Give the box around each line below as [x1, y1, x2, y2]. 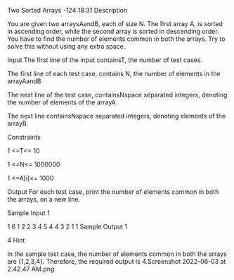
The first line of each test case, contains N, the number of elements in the [7, 70, 221, 78]
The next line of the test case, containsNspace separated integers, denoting [7, 91, 228, 99]
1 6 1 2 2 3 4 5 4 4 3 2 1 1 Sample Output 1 [7, 222, 128, 231]
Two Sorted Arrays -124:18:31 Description [7, 6, 128, 14]
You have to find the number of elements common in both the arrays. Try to [7, 35, 226, 43]
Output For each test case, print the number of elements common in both [7, 188, 219, 196]
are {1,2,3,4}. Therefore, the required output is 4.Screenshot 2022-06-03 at [7, 257, 226, 265]
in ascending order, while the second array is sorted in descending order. [7, 28, 219, 35]
